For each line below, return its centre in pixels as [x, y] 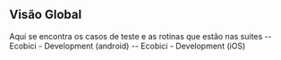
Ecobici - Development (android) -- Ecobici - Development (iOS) [128, 46]
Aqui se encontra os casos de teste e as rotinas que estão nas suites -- [140, 36]
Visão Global [46, 15]
